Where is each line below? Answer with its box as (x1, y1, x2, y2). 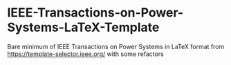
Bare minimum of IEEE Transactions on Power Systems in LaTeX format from (7, 42, 225, 50)
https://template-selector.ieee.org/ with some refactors (7, 50, 164, 58)
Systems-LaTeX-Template (7, 19, 160, 35)
